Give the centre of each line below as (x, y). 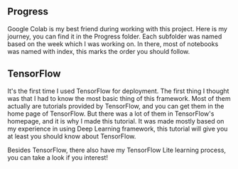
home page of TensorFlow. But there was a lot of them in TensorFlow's (111, 114)
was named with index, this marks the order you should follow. (99, 51)
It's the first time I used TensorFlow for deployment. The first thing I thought (118, 91)
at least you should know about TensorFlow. (72, 136)
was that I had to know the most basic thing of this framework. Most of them (119, 98)
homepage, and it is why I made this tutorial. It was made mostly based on (116, 121)
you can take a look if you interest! (58, 157)
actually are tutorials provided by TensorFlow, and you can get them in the (116, 106)
